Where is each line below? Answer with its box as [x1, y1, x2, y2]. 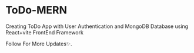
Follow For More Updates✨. [5, 40, 72, 47]
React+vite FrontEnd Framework [5, 29, 83, 36]
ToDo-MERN [5, 3, 67, 17]
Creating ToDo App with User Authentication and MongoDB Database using [5, 23, 189, 30]
